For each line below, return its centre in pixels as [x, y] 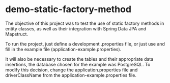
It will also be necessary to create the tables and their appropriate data [79, 59]
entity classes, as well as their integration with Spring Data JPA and [76, 28]
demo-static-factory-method [68, 9]
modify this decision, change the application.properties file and [72, 70]
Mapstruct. [17, 34]
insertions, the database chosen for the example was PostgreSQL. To [78, 64]
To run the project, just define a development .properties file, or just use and [85, 44]
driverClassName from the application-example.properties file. [71, 75]
